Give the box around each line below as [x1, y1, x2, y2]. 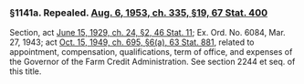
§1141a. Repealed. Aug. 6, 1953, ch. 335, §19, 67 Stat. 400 [9, 6, 267, 19]
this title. [9, 66, 42, 77]
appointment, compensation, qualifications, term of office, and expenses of [9, 47, 293, 58]
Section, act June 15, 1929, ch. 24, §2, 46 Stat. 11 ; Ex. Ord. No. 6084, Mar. [9, 27, 286, 38]
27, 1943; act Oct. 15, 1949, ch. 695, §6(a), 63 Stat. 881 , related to [9, 37, 255, 47]
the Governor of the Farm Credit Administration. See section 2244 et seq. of [9, 57, 296, 68]
